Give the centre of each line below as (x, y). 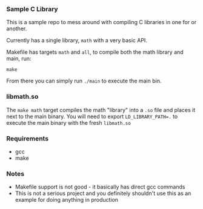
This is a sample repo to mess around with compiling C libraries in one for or (101, 22)
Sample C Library (32, 9)
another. (17, 28)
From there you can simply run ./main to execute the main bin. (84, 81)
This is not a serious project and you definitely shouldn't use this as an (103, 193)
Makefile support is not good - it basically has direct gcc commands (100, 187)
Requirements (28, 138)
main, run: (19, 59)
